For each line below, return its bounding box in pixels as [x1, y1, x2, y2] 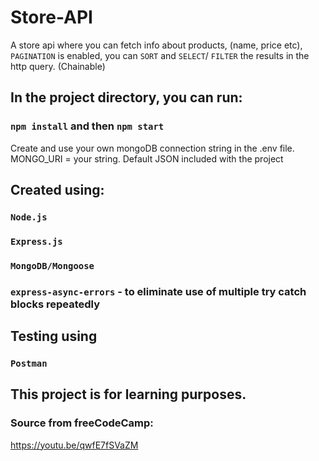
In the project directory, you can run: [10, 89, 243, 106]
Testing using [10, 328, 98, 345]
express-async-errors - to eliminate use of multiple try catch [10, 284, 307, 298]
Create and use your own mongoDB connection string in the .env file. [10, 142, 295, 154]
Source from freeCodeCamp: [10, 416, 154, 430]
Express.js [10, 236, 63, 247]
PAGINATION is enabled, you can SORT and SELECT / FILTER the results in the [10, 49, 310, 61]
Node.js [10, 211, 48, 223]
